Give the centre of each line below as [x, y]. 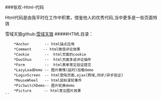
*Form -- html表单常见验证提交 [53, 65]
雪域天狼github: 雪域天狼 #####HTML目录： [49, 34]
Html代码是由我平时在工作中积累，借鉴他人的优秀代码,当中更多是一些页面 [79, 18]
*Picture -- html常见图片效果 [47, 91]
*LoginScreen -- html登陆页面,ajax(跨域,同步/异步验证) [69, 75]
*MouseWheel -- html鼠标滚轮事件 [48, 80]
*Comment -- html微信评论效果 [47, 49]
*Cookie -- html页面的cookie [50, 55]
